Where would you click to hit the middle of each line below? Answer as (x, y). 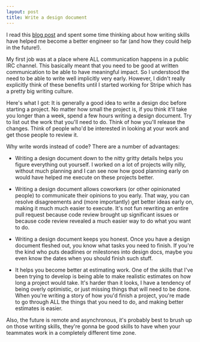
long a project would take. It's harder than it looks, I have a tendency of (103, 282)
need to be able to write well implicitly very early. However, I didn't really (96, 78)
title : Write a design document (47, 17)
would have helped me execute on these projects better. (84, 177)
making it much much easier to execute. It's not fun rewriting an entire (102, 208)
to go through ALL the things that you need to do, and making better (99, 302)
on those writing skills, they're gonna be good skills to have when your (93, 326)
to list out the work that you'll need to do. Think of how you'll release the (95, 122)
